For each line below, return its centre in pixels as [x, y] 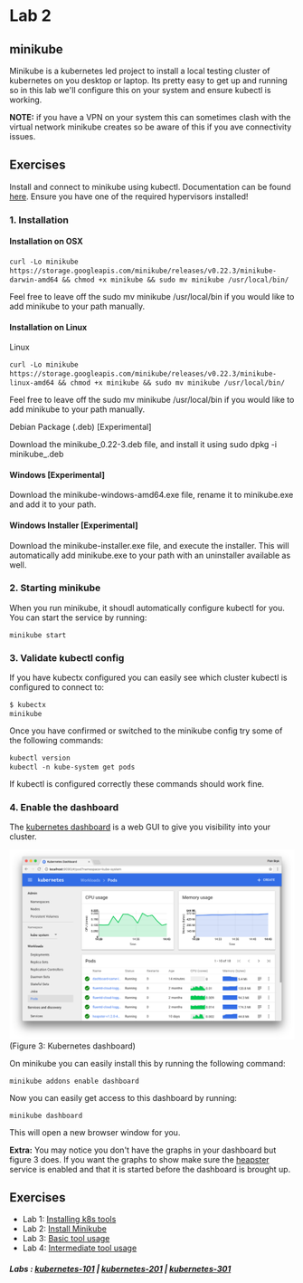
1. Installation [39, 220]
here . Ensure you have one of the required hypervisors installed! [129, 196]
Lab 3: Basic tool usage [66, 1239]
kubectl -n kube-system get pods [72, 767]
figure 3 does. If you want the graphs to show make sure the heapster [139, 1159]
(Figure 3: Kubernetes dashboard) [72, 1046]
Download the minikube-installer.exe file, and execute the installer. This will [149, 545]
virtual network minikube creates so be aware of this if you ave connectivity [151, 127]
